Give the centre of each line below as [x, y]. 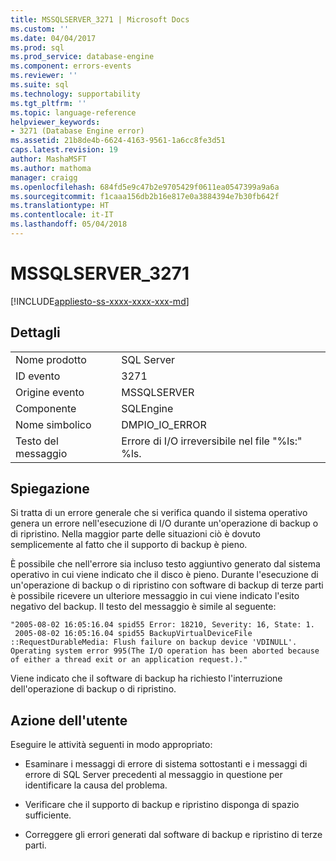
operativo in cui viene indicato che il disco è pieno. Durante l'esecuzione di [164, 575]
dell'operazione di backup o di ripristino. [93, 689]
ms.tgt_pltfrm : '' [48, 103]
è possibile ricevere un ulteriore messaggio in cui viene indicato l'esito [155, 596]
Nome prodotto [51, 359]
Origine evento [50, 392]
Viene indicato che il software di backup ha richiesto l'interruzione [146, 678]
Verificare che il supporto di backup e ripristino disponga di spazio [162, 805]
